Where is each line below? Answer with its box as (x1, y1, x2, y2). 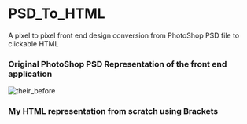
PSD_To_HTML (8, 5, 105, 23)
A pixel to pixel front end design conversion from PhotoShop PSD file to (8, 31, 240, 40)
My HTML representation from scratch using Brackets (8, 106, 219, 117)
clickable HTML (8, 38, 59, 48)
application (8, 68, 53, 79)
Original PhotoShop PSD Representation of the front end (8, 58, 227, 69)
